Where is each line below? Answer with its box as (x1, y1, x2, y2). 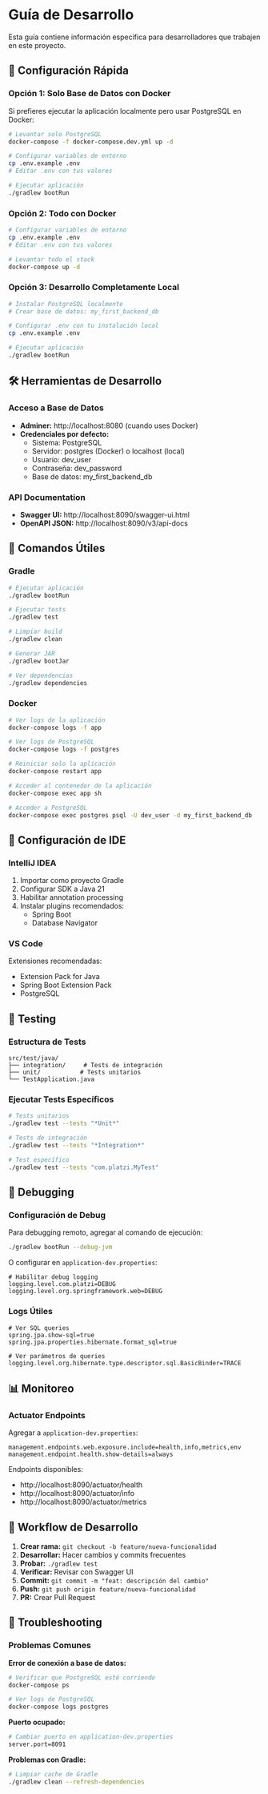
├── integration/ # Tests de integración (8, 1062, 162, 1070)
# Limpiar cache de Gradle (8, 1770, 98, 1778)
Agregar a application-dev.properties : (8, 1428, 138, 1437)
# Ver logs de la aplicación (8, 716, 106, 724)
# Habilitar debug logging (8, 1273, 98, 1281)
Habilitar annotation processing (19, 893, 124, 902)
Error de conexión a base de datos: (8, 1658, 126, 1667)
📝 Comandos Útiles (8, 542, 106, 555)
